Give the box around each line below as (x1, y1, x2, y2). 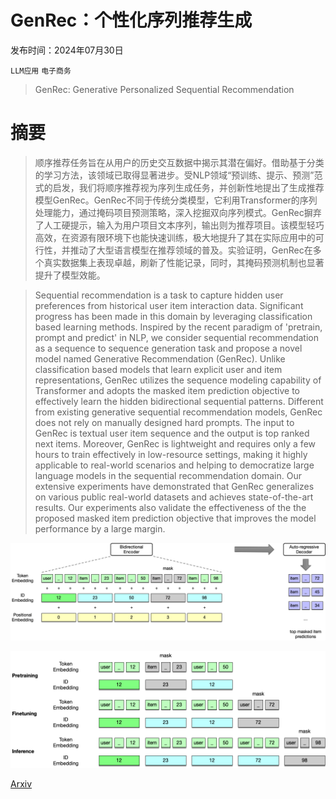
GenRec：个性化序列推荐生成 (10, 9, 253, 32)
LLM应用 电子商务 (10, 66, 72, 76)
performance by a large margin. (34, 522, 166, 535)
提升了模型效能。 (34, 269, 106, 281)
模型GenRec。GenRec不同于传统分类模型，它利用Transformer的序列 (34, 194, 318, 206)
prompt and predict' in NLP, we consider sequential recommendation (34, 331, 319, 343)
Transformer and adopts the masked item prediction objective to (34, 384, 300, 396)
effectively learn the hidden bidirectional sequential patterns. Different (34, 395, 324, 407)
